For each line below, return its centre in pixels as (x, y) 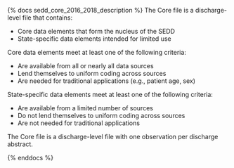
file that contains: (47, 18)
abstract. (20, 144)
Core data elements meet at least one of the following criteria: (97, 52)
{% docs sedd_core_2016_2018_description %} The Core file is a (101, 10)
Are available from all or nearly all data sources (85, 66)
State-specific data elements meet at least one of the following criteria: (110, 95)
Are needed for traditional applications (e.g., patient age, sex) (106, 81)
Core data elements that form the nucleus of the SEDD (96, 31)
